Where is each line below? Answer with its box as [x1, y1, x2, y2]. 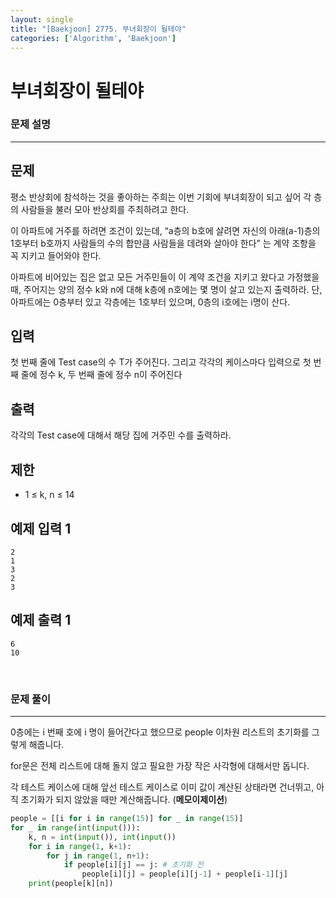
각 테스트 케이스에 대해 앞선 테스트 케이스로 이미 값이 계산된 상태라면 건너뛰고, [10, 781, 315, 793]
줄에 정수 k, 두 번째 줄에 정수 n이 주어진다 [20, 369, 183, 381]
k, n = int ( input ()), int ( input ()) [28, 832, 177, 842]
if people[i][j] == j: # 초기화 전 [63, 860, 204, 870]
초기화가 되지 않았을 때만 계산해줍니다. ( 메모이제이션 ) [20, 794, 228, 806]
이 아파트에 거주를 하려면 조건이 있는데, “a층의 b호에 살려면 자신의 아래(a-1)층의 [10, 224, 321, 236]
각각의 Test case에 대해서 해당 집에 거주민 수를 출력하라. [10, 429, 232, 441]
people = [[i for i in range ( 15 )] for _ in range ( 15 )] [10, 814, 244, 824]
